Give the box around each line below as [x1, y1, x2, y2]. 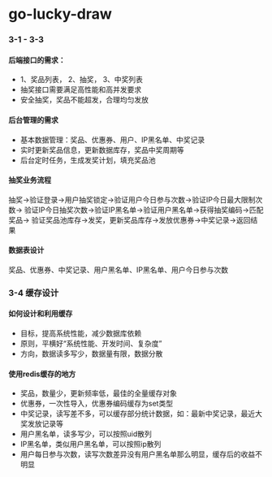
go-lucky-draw [8, 5, 112, 24]
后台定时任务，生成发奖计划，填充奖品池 [19, 155, 156, 165]
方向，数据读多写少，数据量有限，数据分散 [19, 349, 163, 358]
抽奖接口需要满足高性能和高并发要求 [19, 85, 142, 94]
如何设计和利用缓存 [8, 309, 73, 319]
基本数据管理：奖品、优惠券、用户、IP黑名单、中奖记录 [19, 135, 205, 145]
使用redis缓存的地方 [8, 369, 76, 379]
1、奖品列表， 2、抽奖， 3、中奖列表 [19, 75, 144, 85]
